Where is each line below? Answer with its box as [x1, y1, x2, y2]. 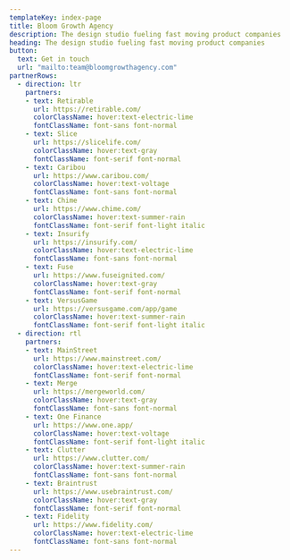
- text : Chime [25, 196, 78, 206]
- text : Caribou [25, 163, 87, 172]
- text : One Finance [25, 412, 102, 421]
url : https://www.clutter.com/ [32, 454, 150, 463]
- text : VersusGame [25, 296, 98, 305]
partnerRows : [9, 72, 58, 81]
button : [9, 47, 38, 55]
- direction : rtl [17, 329, 82, 338]
